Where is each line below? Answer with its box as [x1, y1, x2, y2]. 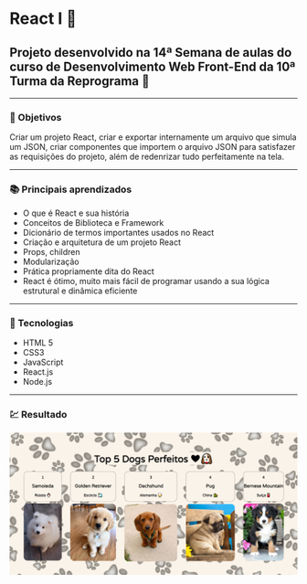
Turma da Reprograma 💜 [9, 73, 151, 89]
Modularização [22, 256, 79, 267]
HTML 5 [22, 337, 54, 348]
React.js [22, 366, 54, 377]
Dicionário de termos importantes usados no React [22, 227, 215, 238]
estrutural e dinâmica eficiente [22, 285, 138, 296]
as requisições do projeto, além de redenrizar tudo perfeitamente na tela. [9, 151, 285, 163]
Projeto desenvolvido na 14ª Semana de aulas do [9, 45, 292, 60]
